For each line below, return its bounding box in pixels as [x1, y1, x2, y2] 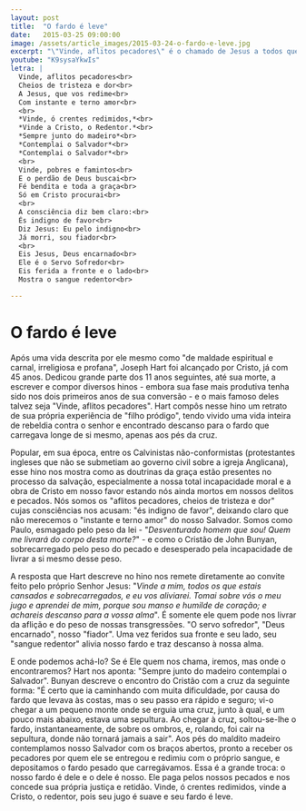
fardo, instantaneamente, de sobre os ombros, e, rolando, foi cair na [10, 723, 266, 734]
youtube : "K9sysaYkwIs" [10, 55, 101, 64]
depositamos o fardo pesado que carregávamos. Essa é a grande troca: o [10, 762, 286, 773]
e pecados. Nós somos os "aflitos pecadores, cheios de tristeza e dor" [10, 495, 275, 506]
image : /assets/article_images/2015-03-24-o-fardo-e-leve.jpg [10, 38, 251, 48]
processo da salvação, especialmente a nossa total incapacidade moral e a [10, 476, 291, 487]
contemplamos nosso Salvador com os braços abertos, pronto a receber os [10, 742, 293, 754]
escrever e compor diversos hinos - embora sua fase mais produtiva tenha [10, 381, 290, 391]
